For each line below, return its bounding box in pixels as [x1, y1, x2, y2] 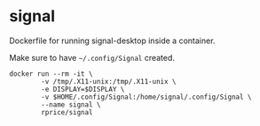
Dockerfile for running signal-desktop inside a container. [9, 35, 216, 46]
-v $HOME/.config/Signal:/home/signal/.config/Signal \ [41, 93, 252, 101]
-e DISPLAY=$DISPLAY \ [41, 85, 125, 93]
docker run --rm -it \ [9, 69, 93, 78]
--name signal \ [41, 100, 101, 109]
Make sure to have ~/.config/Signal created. [9, 52, 176, 63]
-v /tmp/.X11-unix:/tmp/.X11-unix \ [41, 77, 177, 85]
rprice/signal [41, 107, 93, 116]
